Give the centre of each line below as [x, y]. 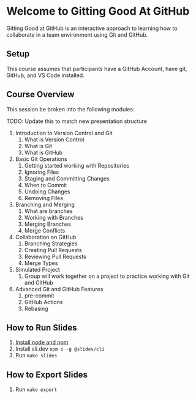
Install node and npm [42, 342]
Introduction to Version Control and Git [64, 133]
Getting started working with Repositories [77, 165]
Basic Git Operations [41, 159]
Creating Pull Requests [53, 250]
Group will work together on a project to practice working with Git [107, 276]
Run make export [36, 389]
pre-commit [39, 296]
